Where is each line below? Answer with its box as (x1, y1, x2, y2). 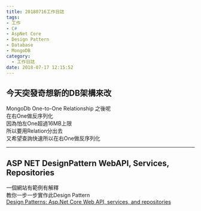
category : (6, 53, 31, 59)
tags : (6, 14, 20, 20)
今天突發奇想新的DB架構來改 (6, 88, 112, 98)
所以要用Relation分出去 (6, 127, 63, 134)
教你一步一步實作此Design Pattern (6, 192, 90, 198)
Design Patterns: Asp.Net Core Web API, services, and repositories (6, 198, 172, 205)
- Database (6, 42, 33, 48)
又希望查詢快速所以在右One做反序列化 (6, 135, 100, 142)
